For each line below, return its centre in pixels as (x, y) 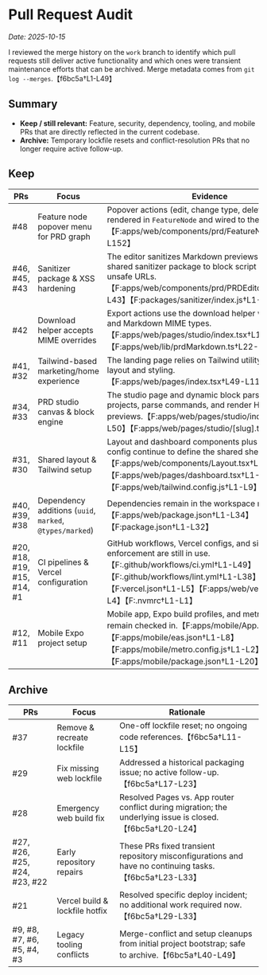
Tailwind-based (68, 361)
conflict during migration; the (173, 808)
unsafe (120, 276)
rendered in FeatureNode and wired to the (183, 219)
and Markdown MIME (147, 323)
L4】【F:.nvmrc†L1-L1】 (152, 601)
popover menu (65, 226)
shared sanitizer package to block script (182, 266)
